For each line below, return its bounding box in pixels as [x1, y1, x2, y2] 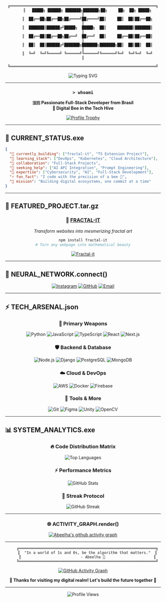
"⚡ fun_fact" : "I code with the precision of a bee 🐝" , [9, 174, 127, 179]
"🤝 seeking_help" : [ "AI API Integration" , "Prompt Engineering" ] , [9, 165, 149, 170]
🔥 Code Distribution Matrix [50, 443, 116, 450]
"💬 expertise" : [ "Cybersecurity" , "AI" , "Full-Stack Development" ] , [9, 170, 154, 175]
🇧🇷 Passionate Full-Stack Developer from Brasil [32, 100, 134, 106]
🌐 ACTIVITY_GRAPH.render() [47, 521, 119, 528]
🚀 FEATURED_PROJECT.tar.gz [5, 202, 99, 211]
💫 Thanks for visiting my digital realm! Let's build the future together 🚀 [9, 577, 157, 583]
